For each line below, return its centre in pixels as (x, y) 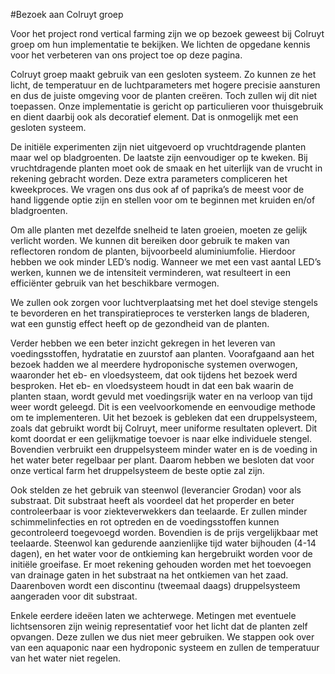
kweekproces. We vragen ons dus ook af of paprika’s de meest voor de (157, 189)
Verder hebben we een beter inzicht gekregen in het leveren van (143, 343)
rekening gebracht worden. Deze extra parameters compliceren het (149, 178)
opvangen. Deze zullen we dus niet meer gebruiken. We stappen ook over (162, 637)
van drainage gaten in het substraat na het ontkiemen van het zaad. (149, 575)
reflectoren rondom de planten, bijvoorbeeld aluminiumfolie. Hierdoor (153, 251)
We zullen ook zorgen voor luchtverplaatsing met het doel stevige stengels (164, 302)
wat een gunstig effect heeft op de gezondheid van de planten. (140, 323)
